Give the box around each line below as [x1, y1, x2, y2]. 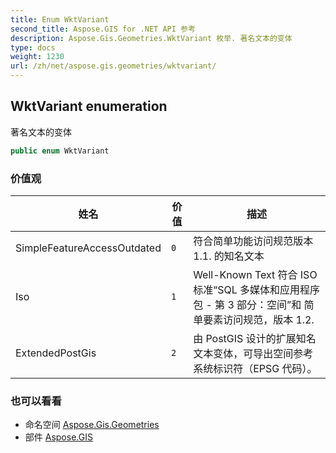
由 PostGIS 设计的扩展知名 [193, 331, 317, 345]
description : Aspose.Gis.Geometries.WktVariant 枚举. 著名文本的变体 [10, 33, 293, 43]
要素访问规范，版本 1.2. [203, 312, 315, 326]
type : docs [10, 42, 56, 53]
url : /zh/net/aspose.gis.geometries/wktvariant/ [10, 61, 217, 71]
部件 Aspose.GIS [24, 431, 93, 443]
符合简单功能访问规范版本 [193, 234, 314, 248]
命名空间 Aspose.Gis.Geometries [24, 419, 160, 431]
